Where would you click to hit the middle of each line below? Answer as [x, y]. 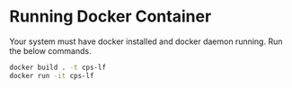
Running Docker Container [111, 17]
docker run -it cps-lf [52, 75]
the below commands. [50, 50]
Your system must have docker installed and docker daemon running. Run [146, 41]
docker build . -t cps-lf [58, 67]
